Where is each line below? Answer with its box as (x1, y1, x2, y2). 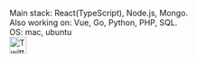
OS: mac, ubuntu (9, 27, 72, 37)
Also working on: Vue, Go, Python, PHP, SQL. (9, 17, 178, 28)
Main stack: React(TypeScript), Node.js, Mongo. (9, 8, 188, 18)
